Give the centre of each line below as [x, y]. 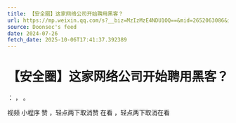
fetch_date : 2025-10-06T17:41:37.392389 [67, 40]
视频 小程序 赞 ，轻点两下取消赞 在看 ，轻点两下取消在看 [88, 112]
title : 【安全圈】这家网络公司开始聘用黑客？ [66, 14]
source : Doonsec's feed [42, 27]
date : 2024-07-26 [33, 33]
